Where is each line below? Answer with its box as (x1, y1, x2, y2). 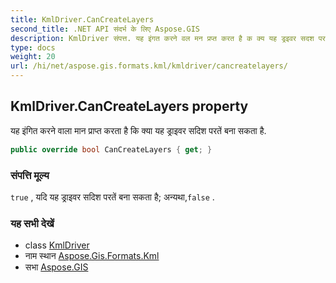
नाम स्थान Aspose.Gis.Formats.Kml (24, 250, 160, 262)
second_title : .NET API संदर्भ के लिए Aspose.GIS (10, 24, 200, 34)
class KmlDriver (24, 239, 90, 251)
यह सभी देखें (10, 216, 55, 230)
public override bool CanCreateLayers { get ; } (10, 144, 213, 155)
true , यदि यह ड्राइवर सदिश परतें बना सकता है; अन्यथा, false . (10, 191, 215, 203)
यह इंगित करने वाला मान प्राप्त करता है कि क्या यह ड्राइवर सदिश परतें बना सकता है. (10, 124, 267, 136)
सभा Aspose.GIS (24, 261, 89, 273)
